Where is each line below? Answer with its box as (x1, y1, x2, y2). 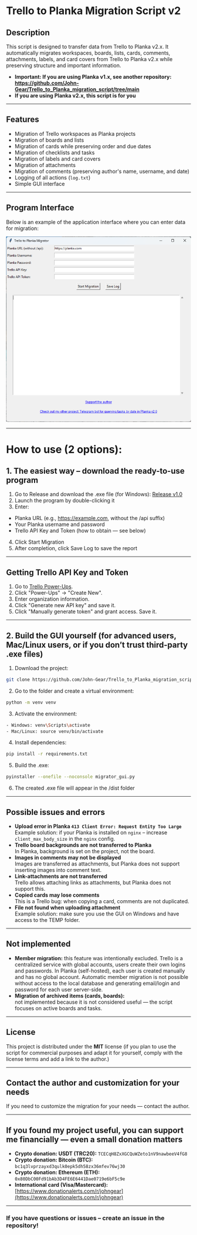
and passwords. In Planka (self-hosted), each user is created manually (14, 967, 185, 974)
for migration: (6, 225, 39, 232)
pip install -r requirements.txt (6, 751, 88, 757)
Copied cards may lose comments (14, 891, 100, 898)
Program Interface (6, 203, 74, 213)
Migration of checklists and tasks (14, 149, 95, 156)
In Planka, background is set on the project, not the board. (14, 848, 155, 855)
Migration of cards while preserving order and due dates (14, 142, 151, 149)
